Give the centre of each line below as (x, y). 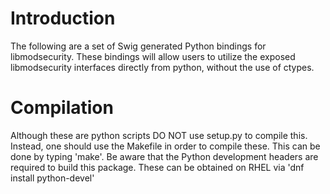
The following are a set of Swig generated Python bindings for (138, 46)
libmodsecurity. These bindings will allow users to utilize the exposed (153, 56)
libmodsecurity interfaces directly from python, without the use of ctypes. (162, 67)
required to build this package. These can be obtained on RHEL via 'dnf (157, 167)
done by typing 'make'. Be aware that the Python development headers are (164, 156)
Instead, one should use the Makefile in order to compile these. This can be (165, 146)
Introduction (63, 18)
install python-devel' (52, 178)
